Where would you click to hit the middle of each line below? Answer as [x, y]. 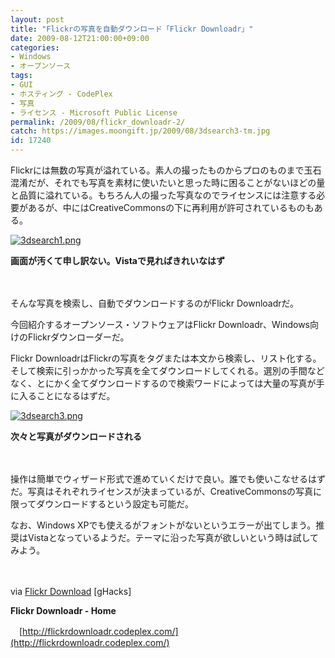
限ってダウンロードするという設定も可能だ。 [102, 504]
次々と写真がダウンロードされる [76, 436]
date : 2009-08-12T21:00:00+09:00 [80, 38]
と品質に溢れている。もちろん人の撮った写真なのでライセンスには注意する [163, 195]
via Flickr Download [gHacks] [71, 591]
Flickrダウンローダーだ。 [78, 337]
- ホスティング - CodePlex [61, 94]
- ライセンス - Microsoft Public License [94, 112]
